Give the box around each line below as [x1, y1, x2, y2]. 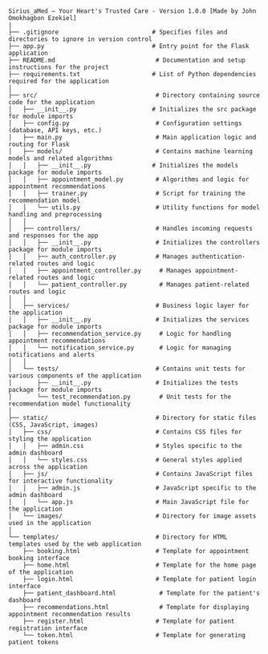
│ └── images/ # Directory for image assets [8, 512, 257, 520]
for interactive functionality [8, 477, 113, 485]
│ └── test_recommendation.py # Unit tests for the [8, 393, 231, 401]
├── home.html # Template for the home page [22, 561, 257, 569]
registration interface [8, 624, 88, 632]
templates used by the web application [8, 540, 142, 548]
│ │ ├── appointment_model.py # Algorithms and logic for [8, 176, 250, 184]
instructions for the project [8, 63, 110, 71]
